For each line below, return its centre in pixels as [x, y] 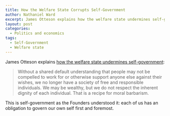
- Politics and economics [37, 33]
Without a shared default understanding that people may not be [84, 72]
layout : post [19, 24]
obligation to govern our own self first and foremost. [59, 108]
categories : [18, 29]
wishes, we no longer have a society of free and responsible [80, 82]
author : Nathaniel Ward [30, 15]
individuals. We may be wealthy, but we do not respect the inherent [88, 88]
